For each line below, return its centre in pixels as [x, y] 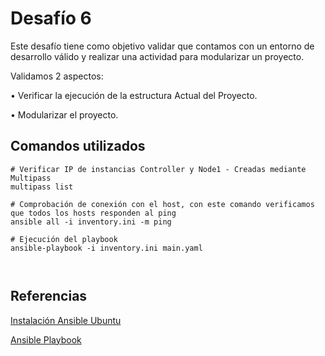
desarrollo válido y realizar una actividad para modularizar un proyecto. [157, 56]
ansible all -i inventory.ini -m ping [91, 222]
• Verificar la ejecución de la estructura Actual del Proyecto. [134, 95]
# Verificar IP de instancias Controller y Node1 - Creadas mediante [158, 169]
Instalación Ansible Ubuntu [66, 320]
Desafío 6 [51, 18]
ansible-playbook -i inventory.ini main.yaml [106, 248]
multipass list [42, 187]
